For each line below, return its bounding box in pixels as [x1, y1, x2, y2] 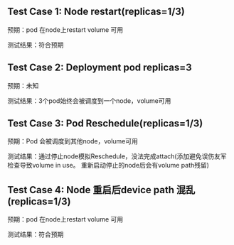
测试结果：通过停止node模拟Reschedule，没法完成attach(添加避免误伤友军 [7, 152, 227, 160]
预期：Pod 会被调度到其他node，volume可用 [7, 137, 139, 146]
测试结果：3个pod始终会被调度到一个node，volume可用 [7, 96, 171, 105]
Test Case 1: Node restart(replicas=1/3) [7, 6, 185, 18]
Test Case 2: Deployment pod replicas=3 [7, 62, 192, 74]
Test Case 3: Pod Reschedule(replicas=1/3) [7, 117, 203, 130]
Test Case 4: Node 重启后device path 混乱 [7, 184, 196, 196]
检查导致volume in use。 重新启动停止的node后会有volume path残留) [7, 161, 210, 170]
